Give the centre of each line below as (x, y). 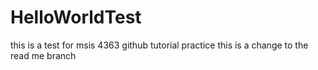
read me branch (43, 55)
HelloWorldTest (76, 17)
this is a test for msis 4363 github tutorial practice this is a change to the (159, 45)
